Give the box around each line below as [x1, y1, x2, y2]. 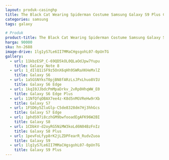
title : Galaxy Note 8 [14, 63, 59, 68]
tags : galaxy [5, 21, 33, 27]
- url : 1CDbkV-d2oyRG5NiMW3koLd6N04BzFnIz [10, 124, 100, 129]
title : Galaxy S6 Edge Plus [14, 91, 73, 96]
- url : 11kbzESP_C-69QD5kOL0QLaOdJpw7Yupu [10, 58, 100, 63]
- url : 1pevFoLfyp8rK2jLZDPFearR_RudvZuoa [10, 133, 100, 138]
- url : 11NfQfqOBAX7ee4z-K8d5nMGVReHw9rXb [10, 96, 100, 101]
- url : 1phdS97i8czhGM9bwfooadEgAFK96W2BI [10, 115, 100, 120]
